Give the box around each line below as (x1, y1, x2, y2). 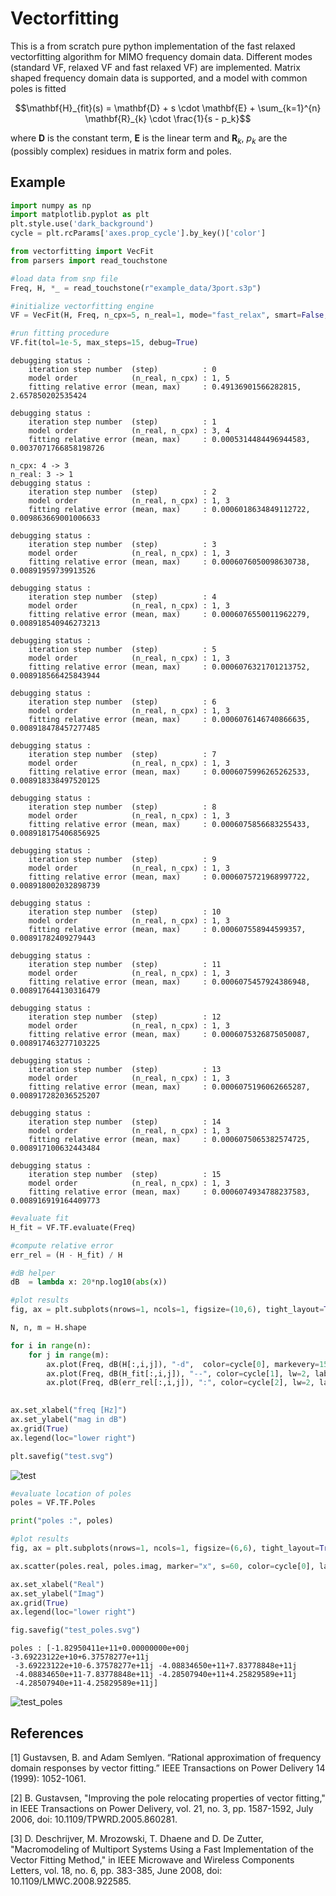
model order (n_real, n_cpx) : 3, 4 (28, 426, 230, 436)
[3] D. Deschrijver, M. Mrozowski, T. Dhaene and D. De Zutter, (10, 1832, 264, 1844)
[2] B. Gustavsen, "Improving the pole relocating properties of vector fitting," (10, 1792, 326, 1804)
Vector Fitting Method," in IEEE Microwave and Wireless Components (10, 1853, 295, 1866)
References (10, 1725, 84, 1742)
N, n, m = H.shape (10, 1323, 87, 1333)
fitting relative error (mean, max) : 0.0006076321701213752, (28, 662, 311, 672)
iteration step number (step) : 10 (28, 907, 222, 917)
